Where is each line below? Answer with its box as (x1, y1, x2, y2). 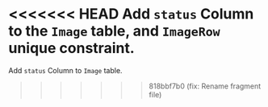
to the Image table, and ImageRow (8, 22, 220, 40)
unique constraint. (8, 39, 135, 57)
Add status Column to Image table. (8, 65, 123, 75)
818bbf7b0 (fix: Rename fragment (149, 81, 262, 91)
